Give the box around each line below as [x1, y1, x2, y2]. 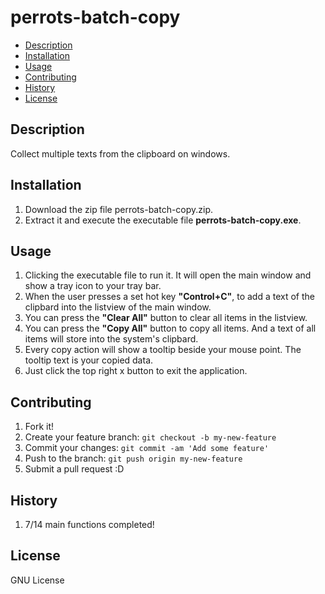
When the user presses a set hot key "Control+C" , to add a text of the [24, 291, 315, 303]
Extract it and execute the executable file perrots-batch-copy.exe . [24, 214, 302, 226]
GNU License [10, 574, 65, 586]
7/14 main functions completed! [24, 519, 155, 530]
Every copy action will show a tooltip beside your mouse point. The [24, 344, 302, 356]
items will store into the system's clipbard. [24, 333, 199, 345]
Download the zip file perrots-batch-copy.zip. [24, 203, 214, 215]
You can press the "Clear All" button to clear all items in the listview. [24, 312, 308, 324]
